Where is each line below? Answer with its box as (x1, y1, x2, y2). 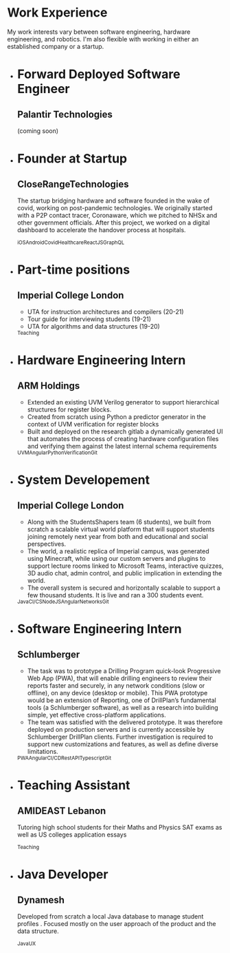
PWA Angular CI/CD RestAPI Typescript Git (16, 755, 112, 761)
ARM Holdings (16, 380, 80, 391)
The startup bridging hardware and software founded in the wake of (16, 196, 210, 205)
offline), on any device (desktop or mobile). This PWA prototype (27, 688, 208, 697)
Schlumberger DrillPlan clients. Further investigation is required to (27, 732, 214, 741)
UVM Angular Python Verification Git (16, 449, 98, 456)
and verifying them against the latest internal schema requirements (27, 442, 218, 450)
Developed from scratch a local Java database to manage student (16, 912, 204, 921)
